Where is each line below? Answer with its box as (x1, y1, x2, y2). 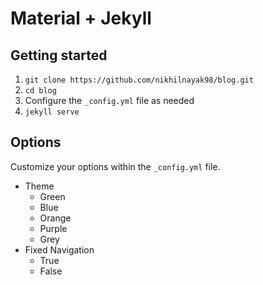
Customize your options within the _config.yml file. (10, 160, 221, 172)
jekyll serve (24, 107, 80, 117)
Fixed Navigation (24, 243, 95, 256)
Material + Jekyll (10, 7, 152, 30)
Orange (39, 212, 72, 224)
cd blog (24, 86, 57, 96)
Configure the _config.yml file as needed (24, 95, 195, 106)
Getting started (10, 47, 108, 64)
